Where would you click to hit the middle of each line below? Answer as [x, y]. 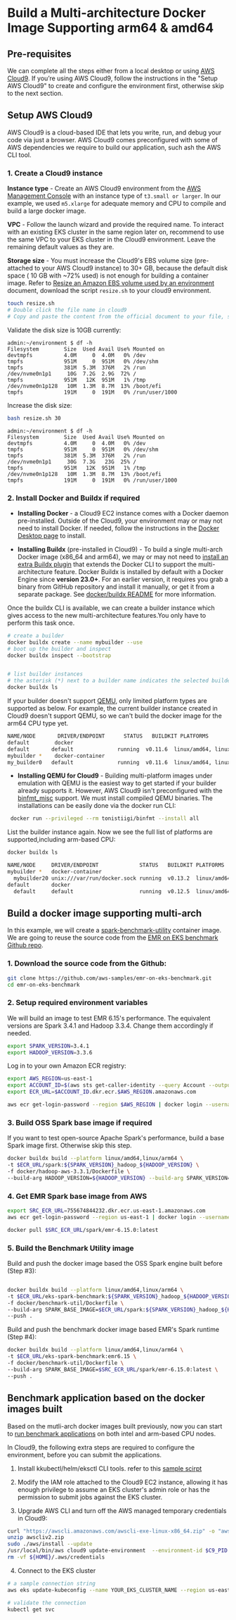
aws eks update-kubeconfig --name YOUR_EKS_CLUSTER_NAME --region [106, 1590]
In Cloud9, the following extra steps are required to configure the [101, 1447]
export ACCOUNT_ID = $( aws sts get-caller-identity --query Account [106, 1085]
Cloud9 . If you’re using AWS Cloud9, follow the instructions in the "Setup [112, 78]
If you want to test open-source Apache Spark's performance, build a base [116, 1138]
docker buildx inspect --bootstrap [59, 655]
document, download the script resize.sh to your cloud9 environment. [109, 291]
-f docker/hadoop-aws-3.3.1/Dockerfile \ [69, 1171]
